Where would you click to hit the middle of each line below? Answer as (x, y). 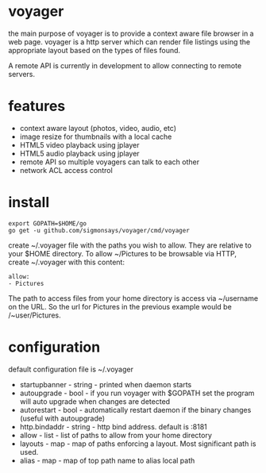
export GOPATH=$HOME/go (48, 223)
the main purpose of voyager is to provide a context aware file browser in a (131, 33)
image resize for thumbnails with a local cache (96, 137)
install (29, 203)
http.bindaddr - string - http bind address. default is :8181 (114, 426)
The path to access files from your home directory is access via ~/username (133, 298)
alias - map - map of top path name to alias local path (107, 460)
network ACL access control (66, 170)
